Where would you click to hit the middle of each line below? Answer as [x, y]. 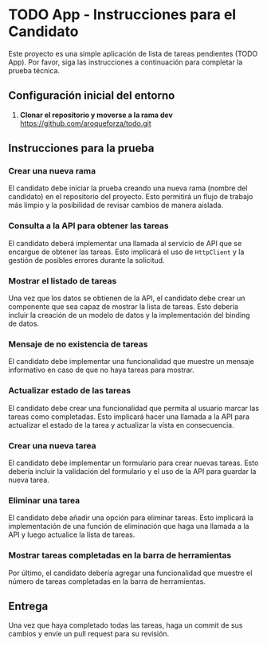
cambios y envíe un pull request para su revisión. [89, 634]
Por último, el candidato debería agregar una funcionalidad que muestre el [130, 573]
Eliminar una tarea [44, 500]
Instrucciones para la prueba [81, 149]
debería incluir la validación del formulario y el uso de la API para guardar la [132, 471]
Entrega [28, 606]
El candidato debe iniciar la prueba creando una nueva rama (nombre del [128, 188]
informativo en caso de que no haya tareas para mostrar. [102, 370]
